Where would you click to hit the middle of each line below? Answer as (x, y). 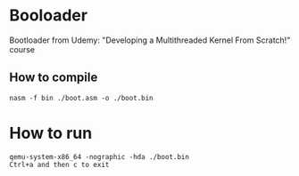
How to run (51, 133)
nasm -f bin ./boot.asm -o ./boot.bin (81, 98)
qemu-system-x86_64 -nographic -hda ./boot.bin (100, 156)
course (22, 49)
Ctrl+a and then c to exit (59, 164)
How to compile (54, 78)
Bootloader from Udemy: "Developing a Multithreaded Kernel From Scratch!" (150, 40)
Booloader (48, 16)
